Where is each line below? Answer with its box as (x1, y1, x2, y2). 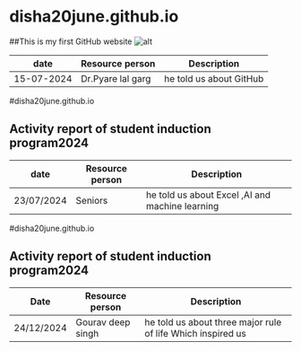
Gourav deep (75, 316, 131, 329)
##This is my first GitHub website (9, 36, 133, 47)
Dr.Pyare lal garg (80, 72, 151, 84)
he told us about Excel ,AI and (146, 189, 271, 201)
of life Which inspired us (144, 327, 246, 339)
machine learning (146, 199, 219, 212)
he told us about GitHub (164, 72, 264, 84)
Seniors (75, 194, 108, 206)
